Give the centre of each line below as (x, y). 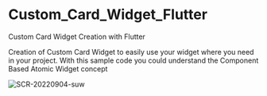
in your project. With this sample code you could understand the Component (133, 60)
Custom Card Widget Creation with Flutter (77, 36)
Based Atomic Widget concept (58, 68)
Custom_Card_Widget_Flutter (108, 15)
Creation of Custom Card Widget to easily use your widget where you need (131, 52)
